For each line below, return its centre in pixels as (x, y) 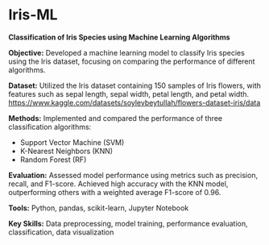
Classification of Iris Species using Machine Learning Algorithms (120, 37)
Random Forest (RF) (53, 160)
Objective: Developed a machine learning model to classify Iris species (127, 52)
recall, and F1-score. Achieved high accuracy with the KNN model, (118, 184)
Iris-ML (33, 15)
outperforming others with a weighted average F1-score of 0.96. (115, 192)
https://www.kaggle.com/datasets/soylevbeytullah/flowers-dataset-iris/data (134, 102)
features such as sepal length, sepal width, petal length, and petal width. (129, 93)
